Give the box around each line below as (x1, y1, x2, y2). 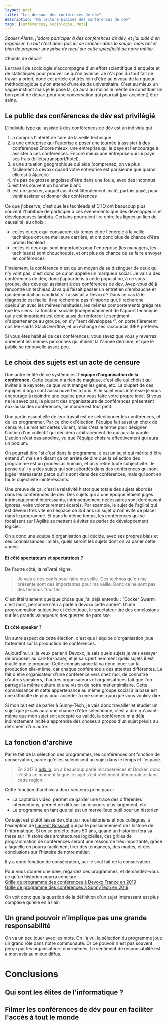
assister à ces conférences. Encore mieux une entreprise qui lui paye (12, 151, 155, 157)
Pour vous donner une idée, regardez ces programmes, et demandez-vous (5, 868, 159, 875)
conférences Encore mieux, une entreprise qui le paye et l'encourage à (12, 145, 159, 151)
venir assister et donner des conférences (12, 193, 97, 199)
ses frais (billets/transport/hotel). (12, 156, 80, 162)
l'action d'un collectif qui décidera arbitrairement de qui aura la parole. (5, 429, 150, 435)
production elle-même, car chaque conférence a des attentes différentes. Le (5, 666, 163, 672)
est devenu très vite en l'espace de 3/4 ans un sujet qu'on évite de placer (5, 507, 156, 513)
